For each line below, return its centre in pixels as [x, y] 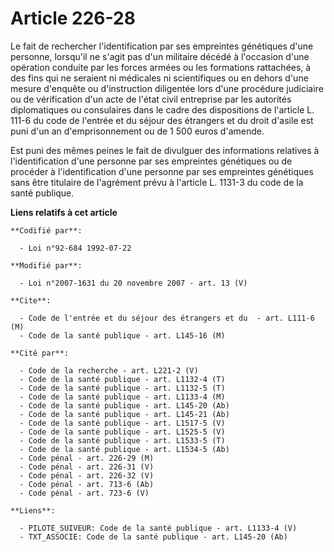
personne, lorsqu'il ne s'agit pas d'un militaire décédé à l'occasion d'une [160, 56]
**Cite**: [31, 300]
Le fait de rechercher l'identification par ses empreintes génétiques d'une [162, 46]
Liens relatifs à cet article [64, 212]
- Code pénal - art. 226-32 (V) [87, 475]
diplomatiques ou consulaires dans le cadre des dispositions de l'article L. [162, 109]
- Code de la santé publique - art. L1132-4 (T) [122, 379]
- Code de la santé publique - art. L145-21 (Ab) [124, 414]
